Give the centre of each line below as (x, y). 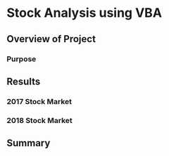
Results (24, 81)
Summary (29, 143)
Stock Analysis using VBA (84, 13)
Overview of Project (51, 39)
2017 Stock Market (39, 101)
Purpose (21, 59)
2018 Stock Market (39, 120)
